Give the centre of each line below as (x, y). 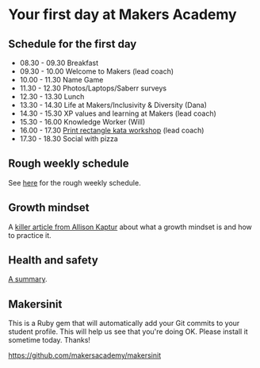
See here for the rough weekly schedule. (75, 182)
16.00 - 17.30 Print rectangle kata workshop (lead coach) (112, 130)
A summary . (28, 279)
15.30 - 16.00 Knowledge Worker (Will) (82, 122)
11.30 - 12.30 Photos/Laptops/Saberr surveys (93, 88)
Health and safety (54, 261)
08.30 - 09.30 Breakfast (59, 63)
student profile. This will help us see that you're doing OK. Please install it (128, 332)
